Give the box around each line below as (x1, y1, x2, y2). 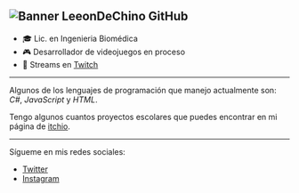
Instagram (21, 173, 60, 183)
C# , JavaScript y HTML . (9, 94, 98, 105)
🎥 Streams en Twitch (21, 59, 99, 69)
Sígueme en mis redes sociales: (9, 146, 126, 157)
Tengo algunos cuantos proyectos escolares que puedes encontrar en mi (9, 111, 278, 122)
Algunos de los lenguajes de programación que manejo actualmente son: (9, 84, 278, 95)
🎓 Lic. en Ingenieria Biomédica (21, 33, 138, 44)
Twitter (21, 164, 49, 174)
